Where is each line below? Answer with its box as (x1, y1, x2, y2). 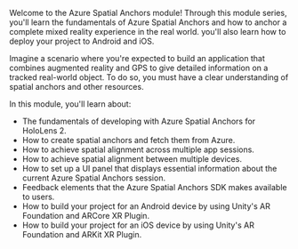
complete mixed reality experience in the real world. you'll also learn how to (9, 27, 286, 36)
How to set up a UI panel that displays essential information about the (21, 164, 278, 173)
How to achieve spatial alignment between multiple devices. (21, 154, 243, 164)
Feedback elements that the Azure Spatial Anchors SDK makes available (21, 182, 287, 192)
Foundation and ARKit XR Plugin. (21, 229, 142, 239)
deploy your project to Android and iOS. (9, 36, 155, 46)
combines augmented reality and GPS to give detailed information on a (9, 62, 269, 73)
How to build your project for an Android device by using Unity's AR (21, 201, 271, 212)
